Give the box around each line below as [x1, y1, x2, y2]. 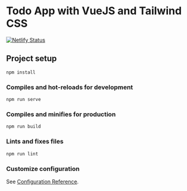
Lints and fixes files [6, 138, 64, 146]
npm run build [6, 123, 42, 130]
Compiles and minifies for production [6, 110, 116, 118]
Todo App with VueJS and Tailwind [6, 4, 182, 18]
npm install [6, 69, 36, 75]
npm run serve [6, 97, 42, 103]
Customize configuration [6, 164, 80, 173]
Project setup [6, 53, 58, 63]
